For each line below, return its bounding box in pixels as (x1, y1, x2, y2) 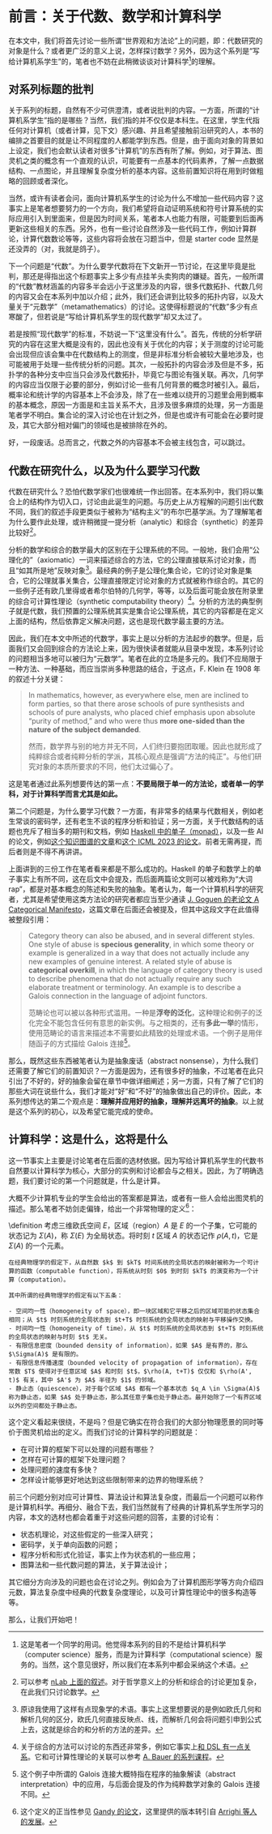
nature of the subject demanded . (28, 725, 142, 734)
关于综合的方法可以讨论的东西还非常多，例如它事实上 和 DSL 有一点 (19, 1742, 244, 1751)
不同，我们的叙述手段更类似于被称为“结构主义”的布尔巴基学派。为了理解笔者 (8, 507, 263, 517)
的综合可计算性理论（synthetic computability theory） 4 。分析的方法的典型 (8, 595, 257, 606)
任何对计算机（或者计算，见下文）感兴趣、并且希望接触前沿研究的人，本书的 (8, 126, 264, 135)
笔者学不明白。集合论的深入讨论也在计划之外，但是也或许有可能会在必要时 (8, 410, 257, 420)
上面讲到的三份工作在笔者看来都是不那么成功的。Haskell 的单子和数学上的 (8, 864, 255, 874)
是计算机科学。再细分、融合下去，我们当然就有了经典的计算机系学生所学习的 (8, 1503, 264, 1512)
